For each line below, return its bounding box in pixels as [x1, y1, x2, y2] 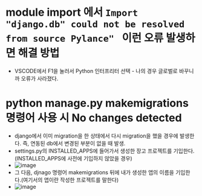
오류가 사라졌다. [21, 75, 59, 82]
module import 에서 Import [5, 5, 138, 19]
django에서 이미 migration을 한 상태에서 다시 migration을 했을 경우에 [14, 132, 179, 139]
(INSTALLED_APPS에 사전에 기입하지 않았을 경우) [14, 154, 132, 162]
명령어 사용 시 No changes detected [5, 111, 182, 125]
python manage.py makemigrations [5, 96, 189, 110]
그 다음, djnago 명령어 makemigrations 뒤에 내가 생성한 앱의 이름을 [14, 168, 175, 175]
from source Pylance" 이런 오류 [5, 31, 164, 45]
